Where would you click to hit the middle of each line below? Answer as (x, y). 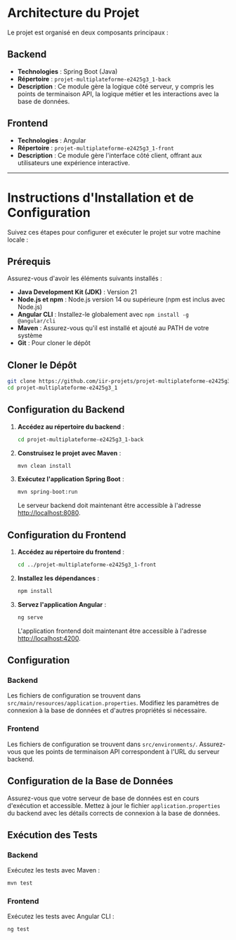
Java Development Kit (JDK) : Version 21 (77, 292)
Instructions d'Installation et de (101, 197)
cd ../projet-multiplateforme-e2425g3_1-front (87, 565)
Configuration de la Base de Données (90, 781)
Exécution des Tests (53, 835)
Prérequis (29, 261)
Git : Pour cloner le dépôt (54, 343)
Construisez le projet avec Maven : (69, 453)
